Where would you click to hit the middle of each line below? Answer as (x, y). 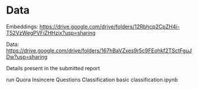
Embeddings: (22, 27)
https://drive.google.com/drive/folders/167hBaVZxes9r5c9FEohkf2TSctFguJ (99, 50)
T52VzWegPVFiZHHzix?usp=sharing (51, 32)
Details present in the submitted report (53, 68)
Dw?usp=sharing (27, 57)
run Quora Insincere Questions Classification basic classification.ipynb (92, 80)
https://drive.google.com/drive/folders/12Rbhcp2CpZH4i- (110, 27)
